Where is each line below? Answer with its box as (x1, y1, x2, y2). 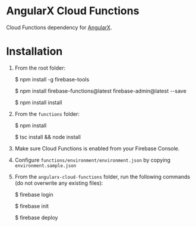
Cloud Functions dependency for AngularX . (6, 24, 112, 31)
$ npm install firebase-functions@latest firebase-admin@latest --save (14, 87, 187, 94)
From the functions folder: (14, 110, 80, 117)
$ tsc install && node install (14, 133, 81, 140)
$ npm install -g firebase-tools (14, 75, 90, 83)
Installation (6, 45, 63, 58)
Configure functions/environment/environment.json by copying (14, 156, 171, 163)
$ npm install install (14, 99, 62, 106)
